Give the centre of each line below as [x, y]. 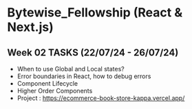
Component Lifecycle [47, 83]
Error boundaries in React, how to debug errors [84, 76]
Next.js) [30, 27]
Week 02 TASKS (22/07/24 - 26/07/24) [93, 52]
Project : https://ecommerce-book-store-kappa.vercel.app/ [101, 98]
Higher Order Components [55, 91]
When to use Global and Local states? [71, 69]
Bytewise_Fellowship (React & [95, 13]
